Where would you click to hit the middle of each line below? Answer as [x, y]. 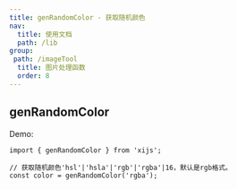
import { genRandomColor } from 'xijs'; [86, 150]
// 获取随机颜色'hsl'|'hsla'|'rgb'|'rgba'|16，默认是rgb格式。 [121, 168]
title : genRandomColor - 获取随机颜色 [77, 17]
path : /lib [38, 43]
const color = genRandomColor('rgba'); [84, 176]
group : [21, 51]
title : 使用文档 [45, 34]
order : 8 [34, 76]
